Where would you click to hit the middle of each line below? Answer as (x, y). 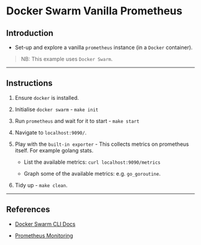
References (28, 209)
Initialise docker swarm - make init (57, 109)
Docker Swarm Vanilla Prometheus (94, 11)
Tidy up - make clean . (41, 185)
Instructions (29, 83)
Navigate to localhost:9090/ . (51, 132)
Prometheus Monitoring (44, 235)
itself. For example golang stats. (54, 150)
